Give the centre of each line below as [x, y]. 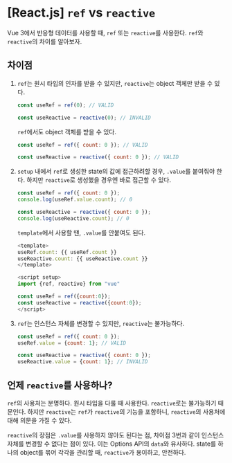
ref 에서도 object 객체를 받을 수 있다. [66, 131]
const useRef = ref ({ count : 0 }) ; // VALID [82, 145]
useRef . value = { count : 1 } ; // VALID [72, 343]
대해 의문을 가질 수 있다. [39, 420]
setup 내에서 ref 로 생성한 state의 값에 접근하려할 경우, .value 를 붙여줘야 [116, 172]
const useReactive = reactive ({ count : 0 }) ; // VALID [98, 157]
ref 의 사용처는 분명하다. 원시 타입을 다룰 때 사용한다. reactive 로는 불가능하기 [112, 403]
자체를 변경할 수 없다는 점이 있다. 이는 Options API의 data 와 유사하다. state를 [112, 444]
